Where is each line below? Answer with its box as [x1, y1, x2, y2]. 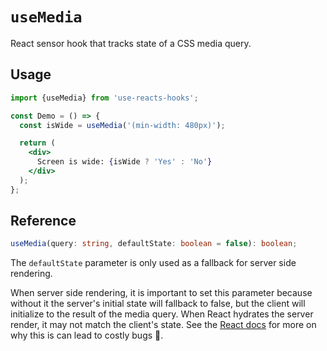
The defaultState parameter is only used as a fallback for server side [10, 257, 297, 269]
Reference [10, 213, 77, 230]
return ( [19, 138, 56, 148]
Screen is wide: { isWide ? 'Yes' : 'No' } [36, 157, 213, 167]
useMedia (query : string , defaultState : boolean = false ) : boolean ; [10, 239, 298, 249]
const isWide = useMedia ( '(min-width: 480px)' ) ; [19, 120, 226, 130]
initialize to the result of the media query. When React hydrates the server [10, 308, 314, 320]
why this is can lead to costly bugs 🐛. [10, 329, 164, 342]
